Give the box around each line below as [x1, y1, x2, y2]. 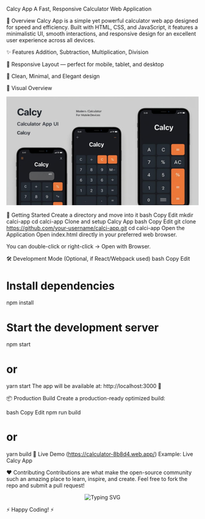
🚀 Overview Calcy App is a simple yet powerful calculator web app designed [6, 17, 198, 24]
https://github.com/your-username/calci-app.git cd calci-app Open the [6, 225, 185, 232]
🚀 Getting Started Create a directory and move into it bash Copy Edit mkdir [6, 211, 193, 219]
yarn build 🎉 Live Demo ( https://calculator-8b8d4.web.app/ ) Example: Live [6, 450, 193, 458]
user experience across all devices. [6, 37, 96, 43]
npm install [6, 299, 34, 307]
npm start [6, 341, 31, 348]
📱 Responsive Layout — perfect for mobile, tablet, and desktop [6, 61, 164, 68]
